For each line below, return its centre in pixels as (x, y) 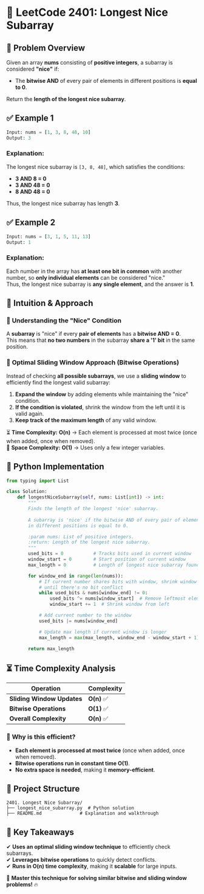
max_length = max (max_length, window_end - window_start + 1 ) (119, 637)
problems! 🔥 (22, 885)
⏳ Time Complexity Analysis (61, 668)
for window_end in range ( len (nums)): (76, 576)
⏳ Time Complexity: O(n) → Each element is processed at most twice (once (102, 432)
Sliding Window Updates (46, 699)
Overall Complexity (38, 718)
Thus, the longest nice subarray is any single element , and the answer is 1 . (100, 284)
